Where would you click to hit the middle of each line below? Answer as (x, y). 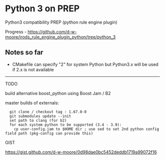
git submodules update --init (40, 116)
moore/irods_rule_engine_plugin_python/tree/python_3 (60, 37)
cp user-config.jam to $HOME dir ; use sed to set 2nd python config (87, 129)
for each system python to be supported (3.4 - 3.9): (66, 125)
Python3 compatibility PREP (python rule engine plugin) (61, 22)
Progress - (16, 32)
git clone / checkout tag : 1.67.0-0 (48, 112)
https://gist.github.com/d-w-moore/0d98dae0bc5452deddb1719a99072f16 (81, 152)
